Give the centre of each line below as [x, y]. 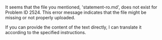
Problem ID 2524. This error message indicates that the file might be [76, 12]
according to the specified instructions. [46, 32]
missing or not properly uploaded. [40, 18]
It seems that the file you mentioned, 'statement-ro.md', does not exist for [81, 7]
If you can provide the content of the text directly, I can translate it [73, 27]
